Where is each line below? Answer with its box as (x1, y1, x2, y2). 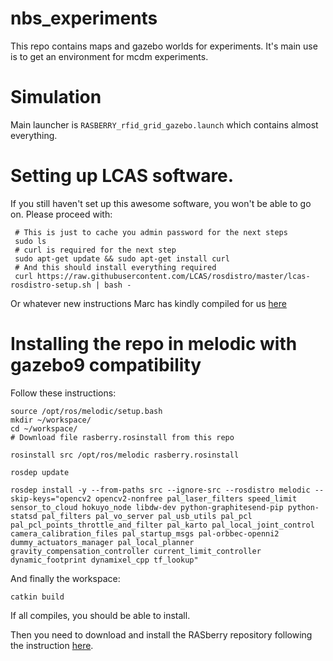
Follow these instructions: (10, 387, 117, 399)
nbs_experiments (10, 7, 158, 30)
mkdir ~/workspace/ (10, 415, 92, 425)
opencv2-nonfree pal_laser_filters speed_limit (95, 493, 298, 504)
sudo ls (14, 236, 47, 246)
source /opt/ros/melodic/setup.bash (10, 406, 163, 416)
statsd (10, 511, 38, 521)
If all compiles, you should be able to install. (10, 609, 191, 621)
